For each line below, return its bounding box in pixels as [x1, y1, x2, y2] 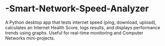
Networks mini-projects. [5, 35, 55, 41]
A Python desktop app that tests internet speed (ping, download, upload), [5, 19, 156, 25]
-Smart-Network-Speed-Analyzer [5, 3, 149, 14]
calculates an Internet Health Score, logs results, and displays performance [5, 24, 160, 30]
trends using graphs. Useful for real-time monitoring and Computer [5, 30, 143, 36]
